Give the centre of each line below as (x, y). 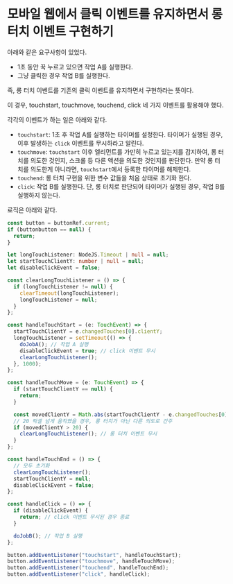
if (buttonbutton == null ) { (49, 230)
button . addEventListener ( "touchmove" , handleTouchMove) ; (91, 561)
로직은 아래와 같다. (32, 209)
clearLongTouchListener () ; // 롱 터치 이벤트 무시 (88, 434)
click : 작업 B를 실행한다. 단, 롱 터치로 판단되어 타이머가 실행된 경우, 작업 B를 (121, 186)
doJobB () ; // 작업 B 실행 (48, 536)
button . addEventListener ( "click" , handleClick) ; (79, 574)
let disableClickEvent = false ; (54, 268)
